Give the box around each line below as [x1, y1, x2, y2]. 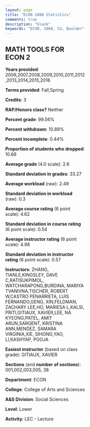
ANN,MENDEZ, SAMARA [5, 325, 57, 332]
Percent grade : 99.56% [5, 116, 55, 122]
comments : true [5, 17, 37, 22]
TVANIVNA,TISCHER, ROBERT [5, 288, 68, 294]
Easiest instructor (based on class [5, 346, 78, 352]
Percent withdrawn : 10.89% [5, 126, 64, 132]
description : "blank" [5, 21, 51, 27]
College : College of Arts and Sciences [5, 386, 85, 393]
